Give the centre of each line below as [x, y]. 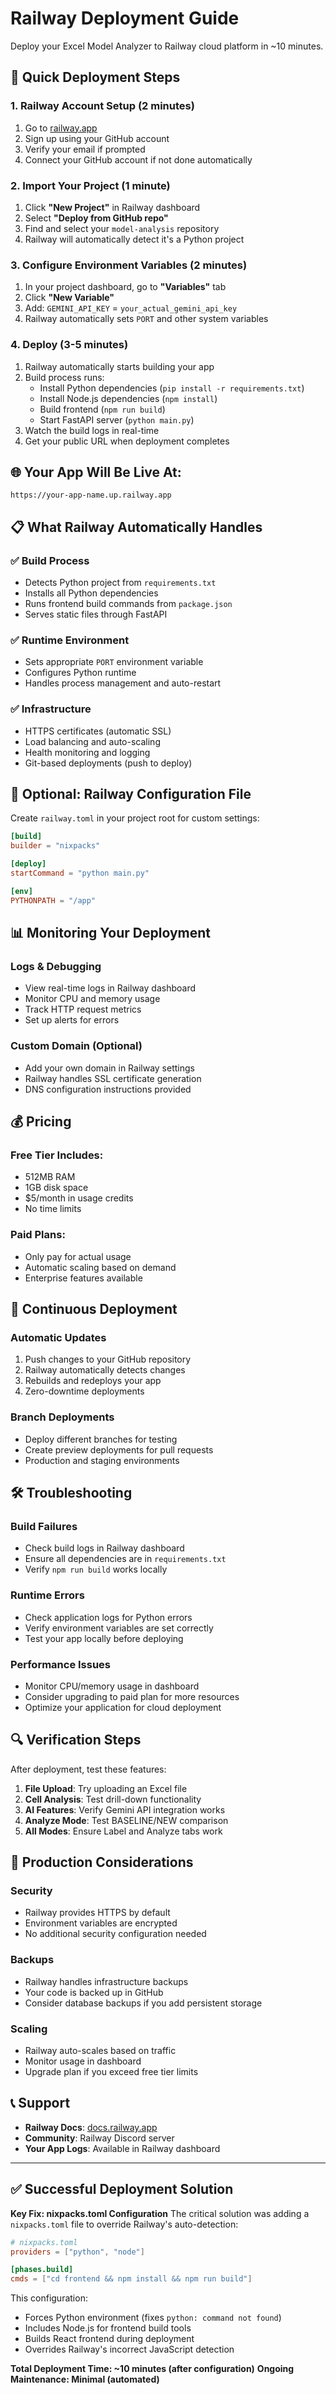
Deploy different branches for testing [101, 1439]
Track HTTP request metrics [83, 1009]
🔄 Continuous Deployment [94, 1309]
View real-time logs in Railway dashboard [110, 988]
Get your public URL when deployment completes [127, 441]
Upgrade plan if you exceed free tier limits [111, 2071]
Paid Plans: [38, 1235]
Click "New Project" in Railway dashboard [112, 207]
